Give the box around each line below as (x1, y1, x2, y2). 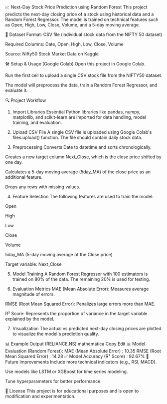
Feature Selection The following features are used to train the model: (12, 194, 154, 199)
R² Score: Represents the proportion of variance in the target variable (5, 311, 148, 316)
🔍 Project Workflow (5, 97, 46, 103)
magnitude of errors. (12, 291, 55, 297)
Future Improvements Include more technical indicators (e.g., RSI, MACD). (5, 359, 157, 365)
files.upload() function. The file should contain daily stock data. (12, 134, 143, 140)
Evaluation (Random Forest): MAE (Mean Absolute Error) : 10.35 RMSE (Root (5, 348, 161, 354)
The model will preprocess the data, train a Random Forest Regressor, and (5, 82, 158, 88)
